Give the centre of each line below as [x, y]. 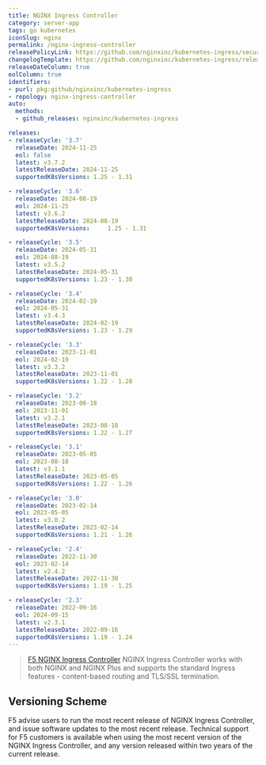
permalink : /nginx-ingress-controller [72, 45]
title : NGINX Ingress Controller [63, 15]
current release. [34, 754]
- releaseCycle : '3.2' [46, 396]
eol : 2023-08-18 [42, 462]
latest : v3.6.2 [40, 213]
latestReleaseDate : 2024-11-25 [67, 170]
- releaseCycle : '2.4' [46, 549]
